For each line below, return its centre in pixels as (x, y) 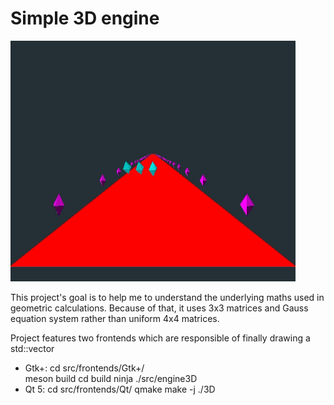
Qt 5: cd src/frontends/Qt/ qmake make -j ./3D (120, 389)
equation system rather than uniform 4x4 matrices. (115, 318)
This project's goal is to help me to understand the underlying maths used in (167, 297)
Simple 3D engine (85, 18)
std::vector (32, 348)
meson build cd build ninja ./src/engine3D (111, 378)
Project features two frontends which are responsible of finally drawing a (160, 338)
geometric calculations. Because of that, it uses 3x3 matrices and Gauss (159, 308)
